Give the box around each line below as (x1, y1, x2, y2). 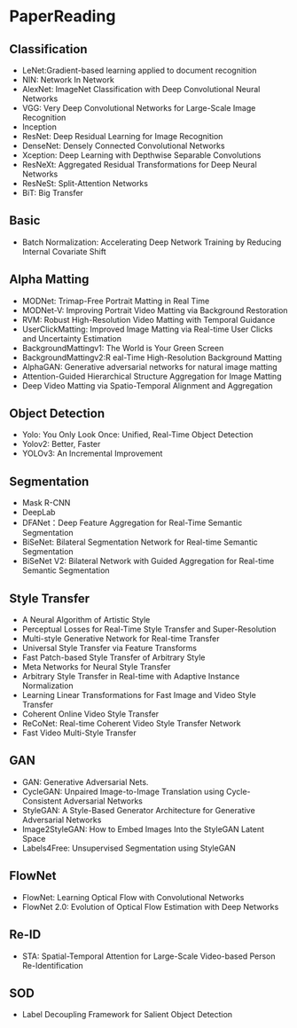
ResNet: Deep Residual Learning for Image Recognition (21, 131, 223, 141)
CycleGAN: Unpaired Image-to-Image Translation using (21, 786, 224, 797)
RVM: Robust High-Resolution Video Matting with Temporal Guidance (21, 314, 276, 325)
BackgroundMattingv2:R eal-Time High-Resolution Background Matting (21, 352, 282, 363)
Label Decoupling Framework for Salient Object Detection (21, 1009, 233, 1020)
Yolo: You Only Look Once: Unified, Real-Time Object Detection (21, 429, 254, 440)
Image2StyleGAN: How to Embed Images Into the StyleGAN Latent (21, 823, 264, 835)
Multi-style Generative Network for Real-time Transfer (21, 633, 220, 644)
